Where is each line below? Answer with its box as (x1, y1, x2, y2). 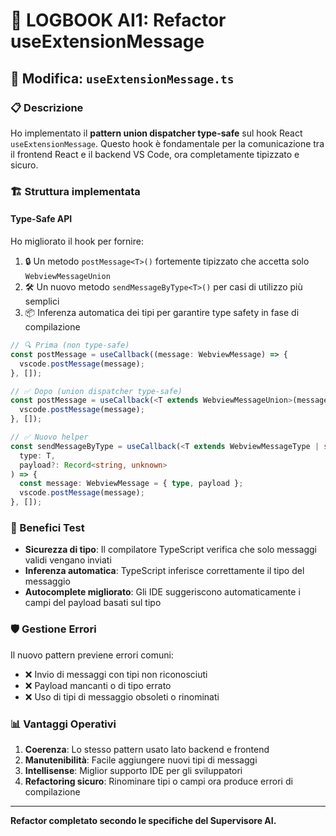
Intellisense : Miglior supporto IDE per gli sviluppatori (24, 764, 243, 776)
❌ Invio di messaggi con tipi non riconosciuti (24, 668, 208, 680)
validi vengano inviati (24, 554, 112, 566)
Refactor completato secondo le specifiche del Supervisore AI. (10, 814, 277, 826)
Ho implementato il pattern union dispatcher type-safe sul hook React (10, 127, 303, 139)
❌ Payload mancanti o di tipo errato (24, 679, 172, 691)
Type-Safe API (10, 213, 73, 225)
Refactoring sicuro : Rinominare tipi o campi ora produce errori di (24, 775, 293, 787)
